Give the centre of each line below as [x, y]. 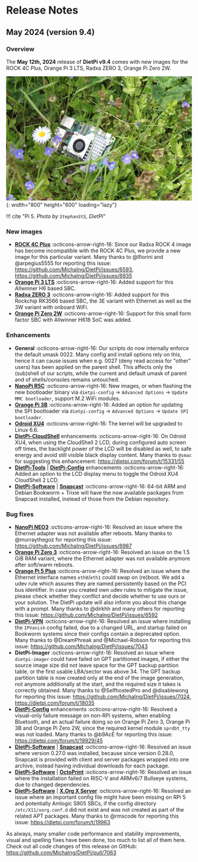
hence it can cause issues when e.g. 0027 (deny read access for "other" [103, 361]
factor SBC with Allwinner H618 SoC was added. [73, 320]
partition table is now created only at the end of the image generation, [99, 678]
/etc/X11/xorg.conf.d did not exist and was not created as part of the [99, 810]
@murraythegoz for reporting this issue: [63, 540]
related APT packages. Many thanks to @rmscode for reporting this [97, 816]
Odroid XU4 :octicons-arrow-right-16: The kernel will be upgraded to [98, 423]
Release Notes [42, 10]
